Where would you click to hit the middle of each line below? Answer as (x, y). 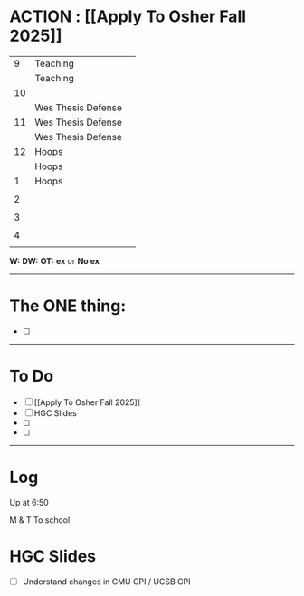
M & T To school (40, 520)
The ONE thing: (68, 306)
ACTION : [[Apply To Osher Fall (128, 17)
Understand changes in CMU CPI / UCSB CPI (106, 582)
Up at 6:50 (29, 502)
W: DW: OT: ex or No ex (54, 260)
